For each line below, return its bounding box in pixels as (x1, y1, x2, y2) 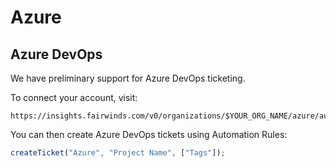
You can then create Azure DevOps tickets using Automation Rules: (10, 129, 288, 140)
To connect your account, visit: (10, 92, 138, 103)
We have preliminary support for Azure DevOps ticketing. (10, 72, 246, 84)
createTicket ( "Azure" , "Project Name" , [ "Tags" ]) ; (10, 148, 226, 158)
